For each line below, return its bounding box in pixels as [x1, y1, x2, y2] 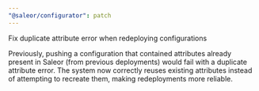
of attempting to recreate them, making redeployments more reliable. [8, 74, 234, 83]
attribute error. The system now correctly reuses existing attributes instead [8, 65, 253, 75]
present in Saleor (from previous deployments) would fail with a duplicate [8, 57, 248, 66]
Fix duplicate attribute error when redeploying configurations [8, 33, 208, 43]
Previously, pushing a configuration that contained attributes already [8, 48, 232, 58]
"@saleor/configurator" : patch [8, 11, 112, 20]
